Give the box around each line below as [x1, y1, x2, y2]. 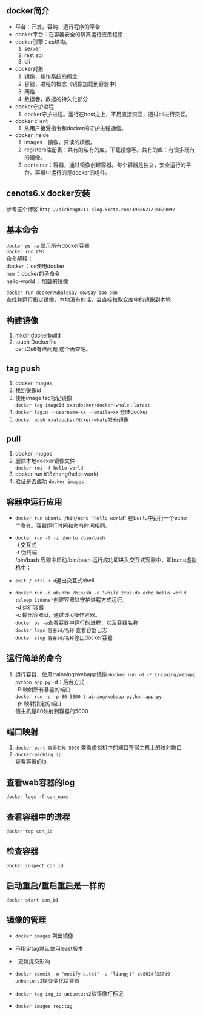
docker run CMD [6, 249, 45, 255]
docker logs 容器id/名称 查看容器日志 [15, 626, 108, 633]
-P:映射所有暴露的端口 [15, 685, 71, 693]
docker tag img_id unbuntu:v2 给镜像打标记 [15, 990, 124, 997]
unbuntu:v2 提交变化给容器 [15, 977, 80, 985]
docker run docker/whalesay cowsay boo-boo [6, 290, 118, 296]
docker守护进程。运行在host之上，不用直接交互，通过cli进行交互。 [24, 110, 191, 118]
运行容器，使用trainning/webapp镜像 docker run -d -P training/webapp [15, 670, 196, 677]
